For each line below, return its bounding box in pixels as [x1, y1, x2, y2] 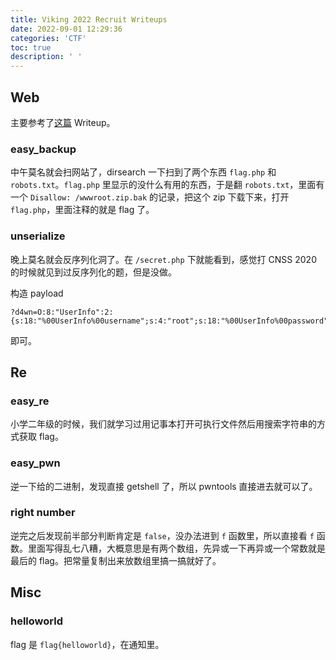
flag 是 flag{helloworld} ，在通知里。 [10, 638, 165, 650]
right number [10, 506, 76, 520]
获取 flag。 [18, 431, 64, 443]
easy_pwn [10, 456, 61, 470]
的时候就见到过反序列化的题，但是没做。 [10, 266, 177, 278]
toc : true [10, 42, 52, 53]
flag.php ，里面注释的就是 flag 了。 [10, 204, 155, 216]
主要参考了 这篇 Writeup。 [10, 116, 116, 128]
